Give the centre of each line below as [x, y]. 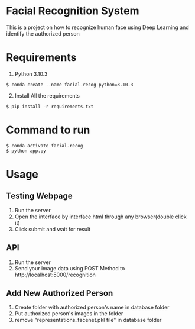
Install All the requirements [47, 95]
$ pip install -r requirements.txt [50, 107]
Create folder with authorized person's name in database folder [92, 307]
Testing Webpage [39, 196]
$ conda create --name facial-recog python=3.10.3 [70, 85]
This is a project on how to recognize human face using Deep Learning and [97, 27]
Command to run [48, 130]
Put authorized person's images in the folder [69, 314]
